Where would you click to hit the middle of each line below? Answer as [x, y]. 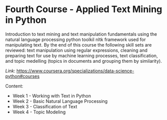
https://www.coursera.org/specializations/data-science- [75, 71]
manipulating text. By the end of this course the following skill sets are [79, 45]
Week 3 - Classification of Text [45, 106]
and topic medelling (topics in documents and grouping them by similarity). [84, 61]
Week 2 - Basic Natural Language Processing [60, 101]
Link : [10, 71]
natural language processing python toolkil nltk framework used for [76, 39]
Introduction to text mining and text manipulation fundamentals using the [81, 34]
